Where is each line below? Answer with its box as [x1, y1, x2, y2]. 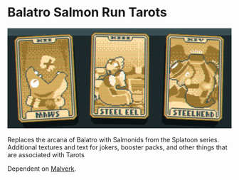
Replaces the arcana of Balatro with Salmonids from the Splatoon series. [7, 135, 219, 144]
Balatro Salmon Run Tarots [7, 4, 167, 21]
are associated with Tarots [7, 150, 85, 159]
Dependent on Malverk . [7, 164, 77, 173]
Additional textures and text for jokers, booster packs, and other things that [7, 143, 228, 152]
